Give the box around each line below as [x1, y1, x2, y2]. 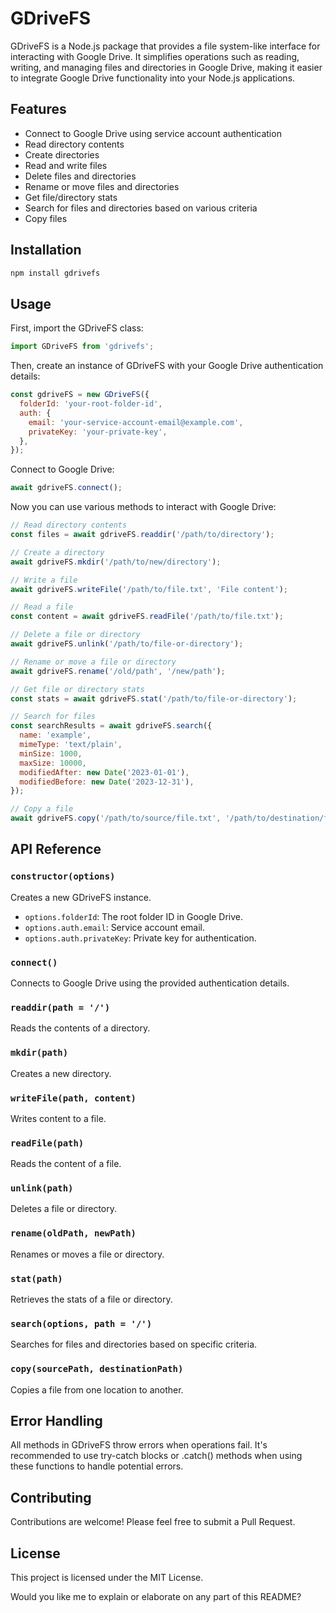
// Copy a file [10, 804, 74, 814]
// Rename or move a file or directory [10, 657, 177, 667]
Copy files [24, 212, 68, 224]
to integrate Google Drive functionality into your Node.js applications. [10, 72, 296, 84]
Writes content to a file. [10, 1112, 107, 1124]
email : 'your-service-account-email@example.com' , [28, 417, 244, 427]
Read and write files [24, 159, 108, 171]
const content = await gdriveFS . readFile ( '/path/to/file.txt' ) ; [10, 612, 284, 622]
